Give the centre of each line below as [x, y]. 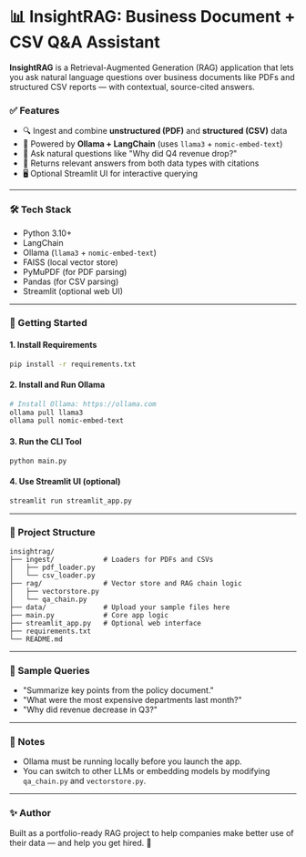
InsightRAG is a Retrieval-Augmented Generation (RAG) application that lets [152, 67]
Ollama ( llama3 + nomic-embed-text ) [90, 252]
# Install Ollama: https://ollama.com [83, 404]
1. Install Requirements [53, 345]
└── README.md [36, 639]
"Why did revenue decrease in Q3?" [90, 709]
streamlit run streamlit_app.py [71, 501]
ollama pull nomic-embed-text [67, 421]
